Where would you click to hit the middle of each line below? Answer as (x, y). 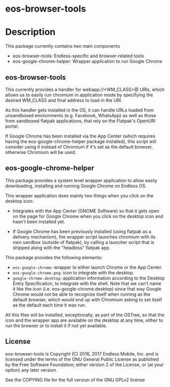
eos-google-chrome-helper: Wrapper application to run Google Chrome (88, 61)
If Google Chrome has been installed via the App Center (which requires (80, 136)
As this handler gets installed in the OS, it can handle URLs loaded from (80, 110)
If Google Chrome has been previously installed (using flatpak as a (82, 231)
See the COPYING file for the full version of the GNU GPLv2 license (75, 380)
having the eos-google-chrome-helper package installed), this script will (81, 141)
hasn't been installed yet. (39, 222)
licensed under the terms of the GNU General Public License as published (82, 359)
